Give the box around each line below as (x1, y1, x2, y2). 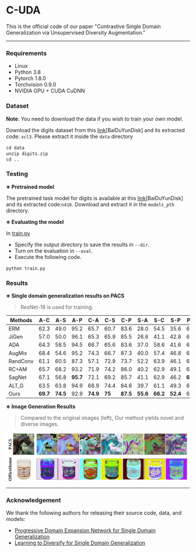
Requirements (6, 49, 47, 57)
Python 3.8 (14, 68, 41, 76)
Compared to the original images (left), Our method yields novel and (20, 415, 184, 422)
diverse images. (20, 420, 59, 427)
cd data (6, 144, 25, 151)
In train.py (6, 229, 30, 237)
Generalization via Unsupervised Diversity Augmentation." (6, 29, 146, 36)
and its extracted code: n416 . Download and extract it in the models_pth (6, 201, 175, 208)
